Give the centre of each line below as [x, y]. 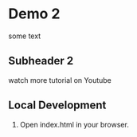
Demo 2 [34, 14]
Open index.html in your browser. [74, 124]
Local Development [57, 106]
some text [25, 36]
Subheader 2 [41, 61]
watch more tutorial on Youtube [60, 80]
